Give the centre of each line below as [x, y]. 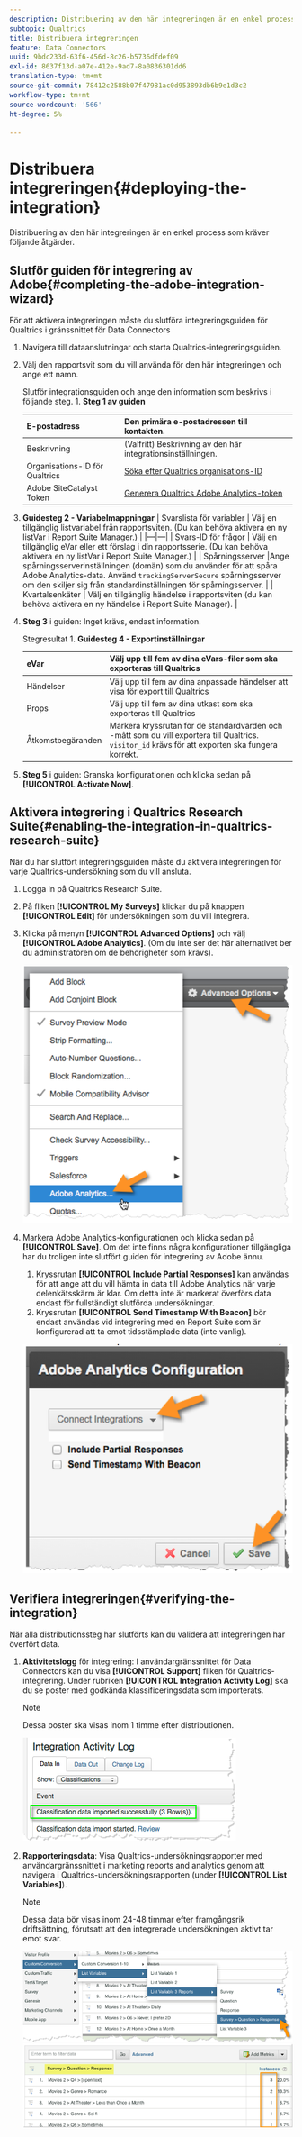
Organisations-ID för [65, 466]
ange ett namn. [50, 374]
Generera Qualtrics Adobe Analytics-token [204, 493]
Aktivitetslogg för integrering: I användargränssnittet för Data [137, 1661]
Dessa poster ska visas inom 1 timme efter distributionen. [128, 1725]
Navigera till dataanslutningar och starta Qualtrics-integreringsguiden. [152, 347]
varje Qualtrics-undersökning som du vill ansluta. [100, 872]
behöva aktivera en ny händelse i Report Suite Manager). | [130, 604]
